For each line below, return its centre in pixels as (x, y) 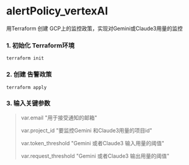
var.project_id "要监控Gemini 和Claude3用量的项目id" (86, 130)
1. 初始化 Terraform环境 (40, 45)
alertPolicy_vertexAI (57, 11)
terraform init (25, 58)
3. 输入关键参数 (28, 103)
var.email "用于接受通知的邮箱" (59, 118)
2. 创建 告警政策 (29, 74)
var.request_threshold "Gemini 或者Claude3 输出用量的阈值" (95, 156)
